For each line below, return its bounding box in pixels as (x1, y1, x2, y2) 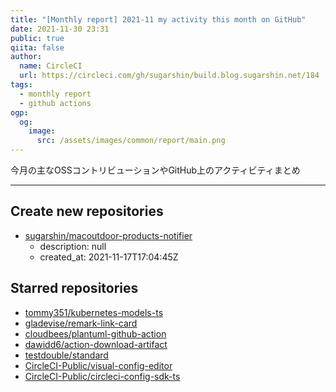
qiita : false (10, 42, 65, 53)
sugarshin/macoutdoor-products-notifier (24, 229, 193, 241)
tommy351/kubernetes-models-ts (24, 306, 164, 318)
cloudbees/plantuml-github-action (24, 327, 167, 340)
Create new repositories (10, 203, 164, 220)
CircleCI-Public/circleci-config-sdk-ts (24, 370, 181, 382)
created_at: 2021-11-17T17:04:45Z (39, 251, 179, 263)
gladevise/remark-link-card (24, 317, 138, 329)
